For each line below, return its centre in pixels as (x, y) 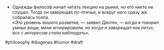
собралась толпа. (31, 17)
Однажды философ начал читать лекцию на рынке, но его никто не (82, 7)
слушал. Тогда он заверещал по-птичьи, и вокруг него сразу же (79, 12)
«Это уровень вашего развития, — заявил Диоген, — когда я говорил (85, 22)
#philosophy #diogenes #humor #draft (44, 42)
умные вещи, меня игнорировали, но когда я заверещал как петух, (83, 28)
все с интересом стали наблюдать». (51, 33)
